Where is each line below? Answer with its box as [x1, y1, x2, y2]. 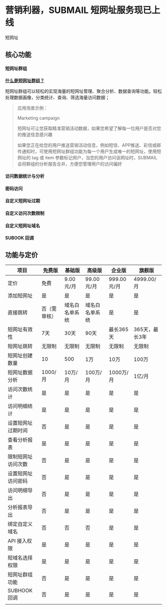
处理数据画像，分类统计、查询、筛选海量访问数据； [5, 94, 110, 100]
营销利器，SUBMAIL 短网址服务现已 [5, 4, 152, 16]
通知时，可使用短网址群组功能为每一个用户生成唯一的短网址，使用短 [21, 148, 162, 154]
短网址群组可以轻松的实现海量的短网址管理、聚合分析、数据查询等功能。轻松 [5, 88, 162, 94]
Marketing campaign [17, 115, 60, 121]
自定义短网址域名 [5, 223, 40, 229]
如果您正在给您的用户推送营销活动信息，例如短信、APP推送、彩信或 [17, 142, 157, 148]
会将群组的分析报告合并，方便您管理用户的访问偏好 [17, 161, 122, 167]
